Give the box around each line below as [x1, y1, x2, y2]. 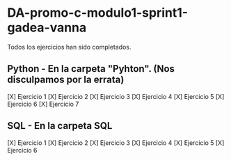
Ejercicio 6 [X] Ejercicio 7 [7, 100, 79, 108]
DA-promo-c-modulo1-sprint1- [7, 5, 189, 21]
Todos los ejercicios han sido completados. [7, 43, 132, 51]
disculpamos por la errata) [7, 74, 125, 86]
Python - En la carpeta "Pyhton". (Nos [7, 63, 175, 75]
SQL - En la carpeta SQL [7, 120, 113, 132]
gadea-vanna [7, 20, 87, 36]
